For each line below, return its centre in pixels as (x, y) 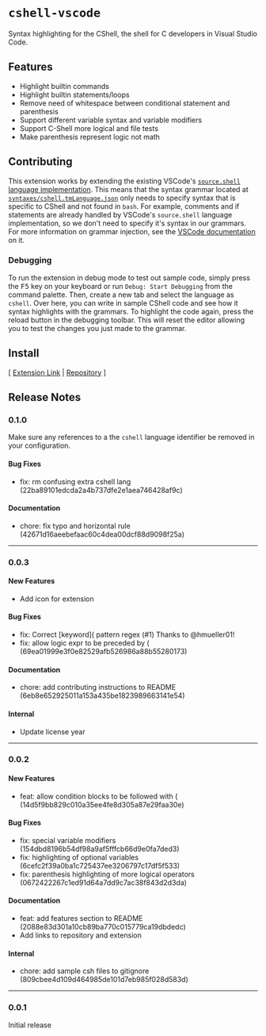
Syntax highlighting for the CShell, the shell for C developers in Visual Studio (133, 33)
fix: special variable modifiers (68, 840)
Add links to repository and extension (81, 935)
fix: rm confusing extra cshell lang (75, 481)
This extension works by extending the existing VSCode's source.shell (124, 181)
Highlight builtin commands (64, 86)
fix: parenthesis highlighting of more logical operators (107, 874)
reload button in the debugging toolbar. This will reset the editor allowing (127, 320)
